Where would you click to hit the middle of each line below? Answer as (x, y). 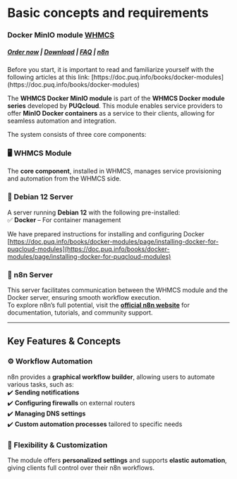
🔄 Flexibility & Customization (57, 444)
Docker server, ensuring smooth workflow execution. (84, 297)
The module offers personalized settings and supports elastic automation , (117, 460)
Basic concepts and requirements (108, 13)
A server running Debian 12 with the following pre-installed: (94, 212)
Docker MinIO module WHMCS (61, 35)
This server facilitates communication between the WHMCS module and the (117, 290)
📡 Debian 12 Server (40, 197)
